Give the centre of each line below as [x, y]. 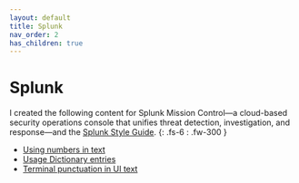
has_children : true [46, 43]
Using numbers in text [64, 149]
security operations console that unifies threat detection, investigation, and [150, 122]
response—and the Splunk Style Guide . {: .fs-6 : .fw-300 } [118, 132]
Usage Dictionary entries [69, 159]
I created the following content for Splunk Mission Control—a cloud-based [149, 113]
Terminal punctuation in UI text [80, 169]
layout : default [40, 18]
